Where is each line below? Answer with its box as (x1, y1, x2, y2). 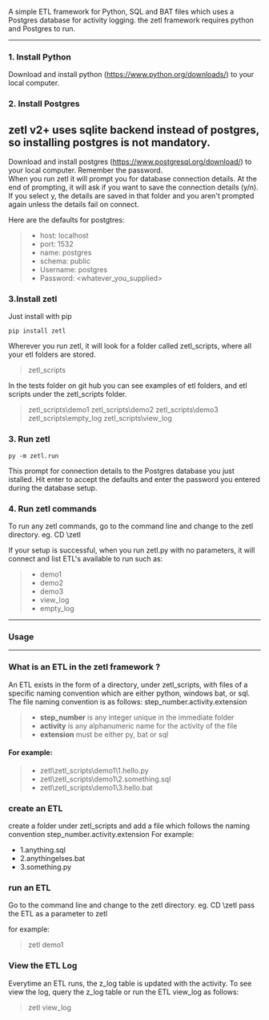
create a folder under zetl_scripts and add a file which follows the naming (8, 821, 251, 830)
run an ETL (8, 882, 51, 893)
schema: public (39, 256, 90, 266)
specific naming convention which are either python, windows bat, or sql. (8, 688, 251, 698)
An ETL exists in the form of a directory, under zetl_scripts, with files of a (8, 679, 248, 689)
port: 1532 (39, 239, 74, 249)
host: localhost (39, 231, 90, 240)
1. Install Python (8, 51, 72, 63)
